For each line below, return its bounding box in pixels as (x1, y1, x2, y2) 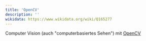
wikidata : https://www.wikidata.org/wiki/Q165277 (5, 16, 113, 21)
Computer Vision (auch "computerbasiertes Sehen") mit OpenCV (5, 30, 141, 36)
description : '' (5, 12, 40, 17)
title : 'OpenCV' (5, 7, 40, 12)
